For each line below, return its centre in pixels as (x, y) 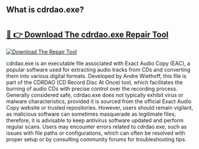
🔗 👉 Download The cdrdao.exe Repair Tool (87, 34)
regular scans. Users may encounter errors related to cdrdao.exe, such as (97, 127)
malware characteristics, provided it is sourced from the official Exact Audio (99, 101)
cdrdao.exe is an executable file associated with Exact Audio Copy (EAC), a (98, 63)
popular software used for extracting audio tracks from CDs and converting (98, 70)
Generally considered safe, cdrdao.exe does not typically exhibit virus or (95, 95)
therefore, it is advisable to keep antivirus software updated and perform (95, 120)
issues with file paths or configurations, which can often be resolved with (96, 133)
